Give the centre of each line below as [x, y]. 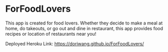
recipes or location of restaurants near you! [51, 34]
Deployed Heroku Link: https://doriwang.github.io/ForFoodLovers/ [75, 43]
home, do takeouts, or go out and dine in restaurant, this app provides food [84, 28]
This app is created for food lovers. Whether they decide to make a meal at [84, 23]
